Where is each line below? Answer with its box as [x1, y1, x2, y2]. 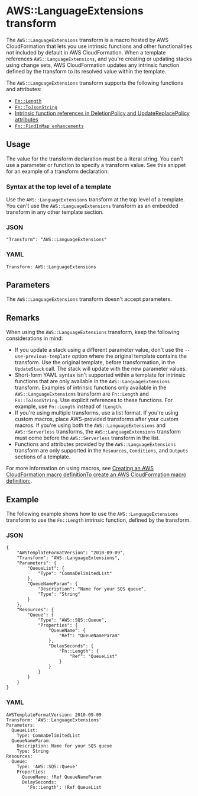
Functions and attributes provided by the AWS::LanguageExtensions [14, 441, 176, 448]
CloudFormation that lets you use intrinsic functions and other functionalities [6, 43, 193, 50]
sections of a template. [14, 453, 71, 460]
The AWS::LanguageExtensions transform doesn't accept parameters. [6, 296, 173, 303]
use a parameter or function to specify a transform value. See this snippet [6, 161, 186, 168]
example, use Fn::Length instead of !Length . [14, 403, 123, 410]
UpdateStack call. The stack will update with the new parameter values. [14, 365, 187, 373]
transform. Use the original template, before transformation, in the [14, 359, 176, 366]
